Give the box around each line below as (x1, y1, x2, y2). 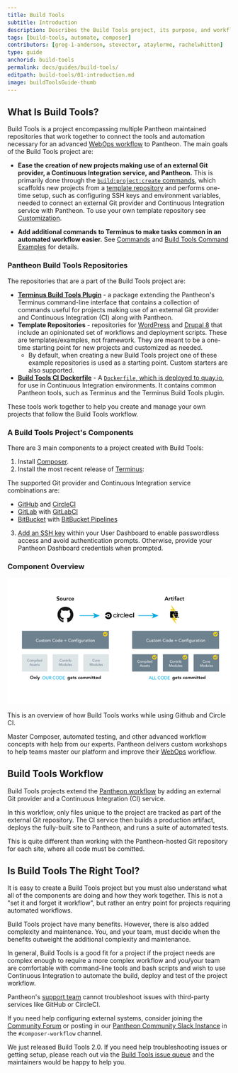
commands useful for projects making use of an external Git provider (17, 305, 220, 314)
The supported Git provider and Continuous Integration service (7, 478, 191, 487)
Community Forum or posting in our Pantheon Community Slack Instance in (7, 1022, 228, 1030)
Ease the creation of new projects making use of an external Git (17, 161, 208, 170)
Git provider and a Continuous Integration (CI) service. (7, 794, 166, 803)
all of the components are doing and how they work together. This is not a (7, 891, 223, 900)
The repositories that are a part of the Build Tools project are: (7, 277, 186, 285)
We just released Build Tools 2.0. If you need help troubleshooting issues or (7, 1043, 228, 1052)
